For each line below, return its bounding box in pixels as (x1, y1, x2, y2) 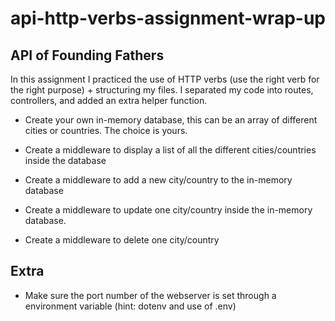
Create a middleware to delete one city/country (24, 234, 220, 246)
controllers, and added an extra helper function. (10, 95, 208, 106)
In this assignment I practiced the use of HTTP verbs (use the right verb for (10, 73, 320, 85)
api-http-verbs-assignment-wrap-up (10, 7, 326, 30)
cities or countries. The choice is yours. (24, 125, 188, 136)
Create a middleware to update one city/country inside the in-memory (24, 204, 313, 216)
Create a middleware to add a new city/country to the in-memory (24, 174, 293, 186)
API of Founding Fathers (10, 47, 165, 64)
